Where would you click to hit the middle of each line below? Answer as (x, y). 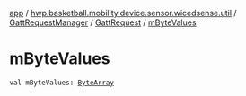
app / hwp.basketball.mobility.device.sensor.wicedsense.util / (123, 13)
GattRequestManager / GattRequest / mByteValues (103, 22)
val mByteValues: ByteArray (62, 83)
